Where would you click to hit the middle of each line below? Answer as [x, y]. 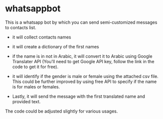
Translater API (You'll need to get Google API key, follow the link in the [83, 61]
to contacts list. [21, 27]
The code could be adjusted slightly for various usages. [62, 111]
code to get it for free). [35, 67]
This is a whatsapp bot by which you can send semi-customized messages [81, 22]
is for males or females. [36, 86]
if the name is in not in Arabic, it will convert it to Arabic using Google [82, 56]
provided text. [26, 101]
